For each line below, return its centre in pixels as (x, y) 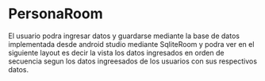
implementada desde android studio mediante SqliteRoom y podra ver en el (131, 44)
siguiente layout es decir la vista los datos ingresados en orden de (116, 52)
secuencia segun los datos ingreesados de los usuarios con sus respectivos (133, 61)
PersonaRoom (56, 14)
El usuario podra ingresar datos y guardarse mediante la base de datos (124, 36)
